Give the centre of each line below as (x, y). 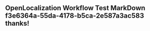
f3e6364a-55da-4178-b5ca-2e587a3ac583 (75, 16)
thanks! (17, 23)
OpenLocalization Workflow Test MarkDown (75, 8)
